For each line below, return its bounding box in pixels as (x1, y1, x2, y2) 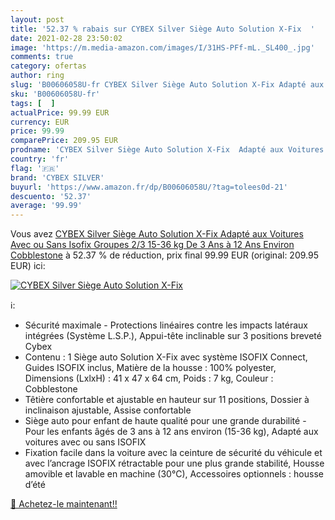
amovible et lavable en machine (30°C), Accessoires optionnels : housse (24, 468, 324, 480)
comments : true (10, 52, 74, 62)
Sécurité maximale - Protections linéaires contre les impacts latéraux (24, 319, 308, 331)
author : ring (10, 71, 65, 81)
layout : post (10, 14, 65, 25)
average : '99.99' (10, 201, 83, 211)
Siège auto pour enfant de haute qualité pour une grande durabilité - (24, 415, 307, 427)
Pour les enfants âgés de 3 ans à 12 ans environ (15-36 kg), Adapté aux (24, 426, 319, 438)
